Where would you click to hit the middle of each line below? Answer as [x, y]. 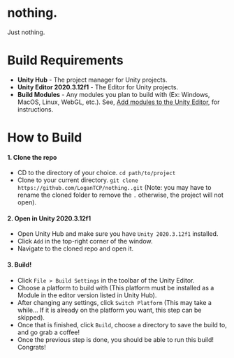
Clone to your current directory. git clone [78, 180]
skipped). [31, 317]
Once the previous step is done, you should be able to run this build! [116, 339]
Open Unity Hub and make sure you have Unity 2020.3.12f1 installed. [118, 234]
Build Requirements [65, 60]
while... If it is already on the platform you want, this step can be [109, 310]
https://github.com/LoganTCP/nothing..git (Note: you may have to [114, 188]
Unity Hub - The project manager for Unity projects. [92, 80]
